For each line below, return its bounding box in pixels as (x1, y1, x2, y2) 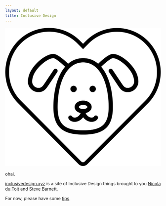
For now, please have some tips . (5, 195, 71, 201)
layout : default (5, 8, 39, 13)
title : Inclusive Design (5, 13, 56, 18)
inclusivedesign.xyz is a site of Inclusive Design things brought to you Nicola (5, 180, 161, 186)
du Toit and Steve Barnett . (5, 186, 58, 192)
